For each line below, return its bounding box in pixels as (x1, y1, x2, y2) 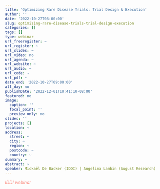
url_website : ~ (5, 62, 36, 66)
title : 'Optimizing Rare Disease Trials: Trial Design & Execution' (5, 7, 147, 12)
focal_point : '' (9, 107, 42, 112)
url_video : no (5, 52, 34, 58)
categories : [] (5, 25, 36, 30)
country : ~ (9, 152, 32, 157)
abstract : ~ (5, 162, 29, 167)
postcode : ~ (9, 148, 34, 153)
